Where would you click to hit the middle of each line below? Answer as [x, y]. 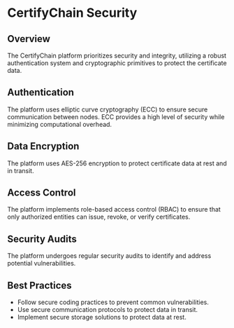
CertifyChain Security [72, 13]
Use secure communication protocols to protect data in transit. [107, 310]
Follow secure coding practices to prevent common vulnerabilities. [113, 302]
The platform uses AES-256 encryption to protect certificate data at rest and [117, 163]
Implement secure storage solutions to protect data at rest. [102, 317]
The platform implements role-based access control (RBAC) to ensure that [114, 210]
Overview [29, 39]
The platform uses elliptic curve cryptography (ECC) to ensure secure [108, 109]
